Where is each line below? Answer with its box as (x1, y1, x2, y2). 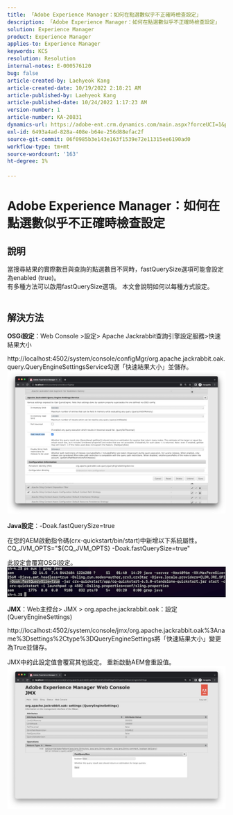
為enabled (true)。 (7, 274, 60, 281)
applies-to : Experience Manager (7, 40, 101, 48)
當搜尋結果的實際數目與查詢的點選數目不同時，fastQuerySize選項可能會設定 (7, 265, 224, 273)
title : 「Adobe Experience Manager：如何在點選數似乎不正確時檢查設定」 (7, 11, 202, 18)
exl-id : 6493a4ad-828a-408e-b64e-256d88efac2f (7, 129, 144, 135)
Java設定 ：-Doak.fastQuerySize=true (7, 521, 116, 529)
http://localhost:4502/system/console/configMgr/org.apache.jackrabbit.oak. (7, 354, 225, 363)
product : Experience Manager (7, 33, 92, 40)
